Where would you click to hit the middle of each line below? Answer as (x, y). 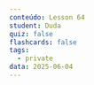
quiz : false (31, 34)
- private (35, 58)
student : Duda (35, 26)
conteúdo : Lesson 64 (47, 17)
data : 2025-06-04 (41, 67)
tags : (19, 50)
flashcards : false (43, 42)
